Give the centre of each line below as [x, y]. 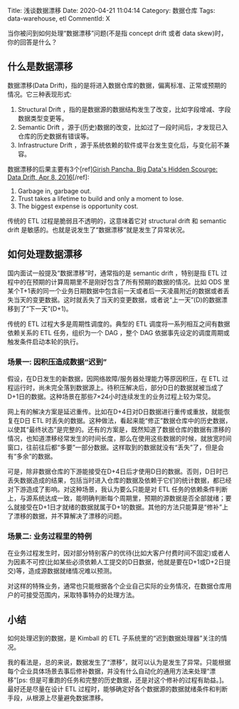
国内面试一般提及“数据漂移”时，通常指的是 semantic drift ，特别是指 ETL [113, 272]
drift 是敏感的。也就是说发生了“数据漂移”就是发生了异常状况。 [98, 230]
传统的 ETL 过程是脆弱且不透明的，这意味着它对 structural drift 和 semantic [117, 220]
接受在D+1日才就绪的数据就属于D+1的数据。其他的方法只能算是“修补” [121, 507]
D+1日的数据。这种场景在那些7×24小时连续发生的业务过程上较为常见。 [111, 396]
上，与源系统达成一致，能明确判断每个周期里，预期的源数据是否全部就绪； [116, 498]
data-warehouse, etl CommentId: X [59, 19]
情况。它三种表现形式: [40, 94]
